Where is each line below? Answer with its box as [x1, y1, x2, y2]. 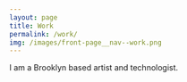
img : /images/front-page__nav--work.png [9, 37, 163, 47]
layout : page [9, 12, 58, 22]
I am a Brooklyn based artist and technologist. [9, 62, 179, 73]
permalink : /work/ [9, 29, 78, 38]
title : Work [9, 21, 54, 30]
